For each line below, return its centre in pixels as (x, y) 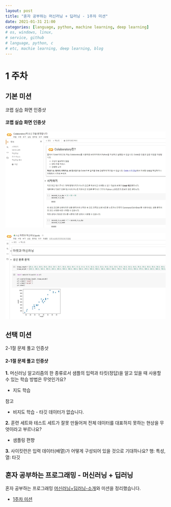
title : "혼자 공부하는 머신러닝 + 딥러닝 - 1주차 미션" (57, 16)
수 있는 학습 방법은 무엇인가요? (36, 379)
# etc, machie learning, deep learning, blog (54, 49)
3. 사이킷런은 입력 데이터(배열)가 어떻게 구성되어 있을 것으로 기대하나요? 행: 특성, (85, 451)
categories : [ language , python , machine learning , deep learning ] (77, 27)
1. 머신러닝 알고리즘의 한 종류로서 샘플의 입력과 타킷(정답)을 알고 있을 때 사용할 (83, 373)
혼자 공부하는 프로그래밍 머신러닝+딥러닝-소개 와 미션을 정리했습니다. (73, 489)
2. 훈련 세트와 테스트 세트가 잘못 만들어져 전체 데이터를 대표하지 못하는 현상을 (82, 423)
